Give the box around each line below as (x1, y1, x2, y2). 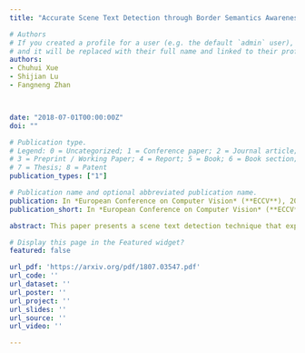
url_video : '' (9, 322, 64, 331)
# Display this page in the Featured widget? (9, 237, 184, 247)
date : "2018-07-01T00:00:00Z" (9, 113, 124, 122)
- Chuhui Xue (9, 64, 59, 73)
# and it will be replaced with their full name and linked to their (9, 46, 279, 55)
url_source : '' (9, 313, 67, 323)
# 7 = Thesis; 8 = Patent (9, 163, 107, 173)
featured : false (9, 247, 71, 256)
